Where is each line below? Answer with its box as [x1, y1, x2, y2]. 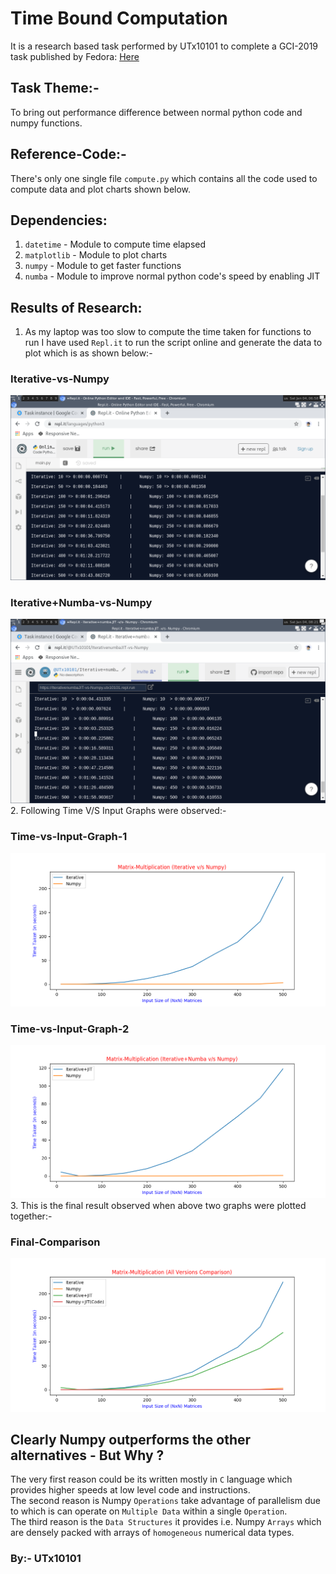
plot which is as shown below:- [24, 347, 153, 359]
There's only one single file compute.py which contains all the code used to [10, 172, 318, 184]
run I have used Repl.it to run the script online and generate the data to [24, 337, 323, 349]
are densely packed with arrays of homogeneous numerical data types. [10, 1527, 295, 1539]
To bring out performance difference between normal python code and [10, 106, 303, 118]
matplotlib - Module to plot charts [24, 249, 168, 261]
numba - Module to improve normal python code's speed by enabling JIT [24, 270, 321, 282]
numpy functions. [10, 117, 83, 129]
